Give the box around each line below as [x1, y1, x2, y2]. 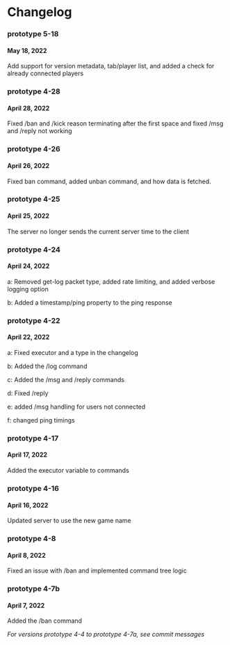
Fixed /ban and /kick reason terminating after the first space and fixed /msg [7, 119, 224, 128]
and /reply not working [7, 127, 72, 135]
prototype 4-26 [7, 144, 60, 154]
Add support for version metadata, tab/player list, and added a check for [7, 62, 215, 70]
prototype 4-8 [7, 534, 56, 544]
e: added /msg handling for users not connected [7, 402, 146, 411]
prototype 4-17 [7, 433, 59, 443]
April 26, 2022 [7, 161, 50, 169]
